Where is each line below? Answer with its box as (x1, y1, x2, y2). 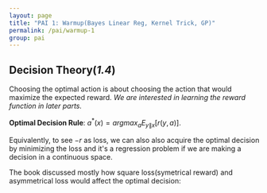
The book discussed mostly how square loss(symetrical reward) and (9, 168, 234, 177)
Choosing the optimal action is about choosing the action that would (9, 84, 233, 94)
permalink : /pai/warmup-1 (9, 26, 95, 34)
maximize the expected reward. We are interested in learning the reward (9, 93, 246, 102)
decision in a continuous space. (9, 152, 114, 161)
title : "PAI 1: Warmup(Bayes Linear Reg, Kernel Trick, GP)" (9, 19, 216, 27)
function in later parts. (9, 101, 83, 111)
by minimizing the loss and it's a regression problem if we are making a (9, 144, 242, 153)
